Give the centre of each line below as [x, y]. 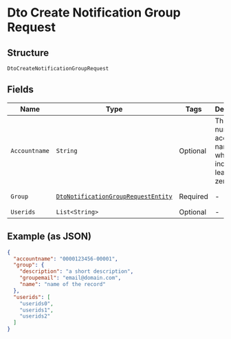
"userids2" [35, 316]
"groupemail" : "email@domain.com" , [70, 278]
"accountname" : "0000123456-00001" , [66, 259]
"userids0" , [36, 304]
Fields [21, 90]
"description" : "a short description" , [77, 271]
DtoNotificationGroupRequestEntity [114, 196]
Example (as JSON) [49, 237]
